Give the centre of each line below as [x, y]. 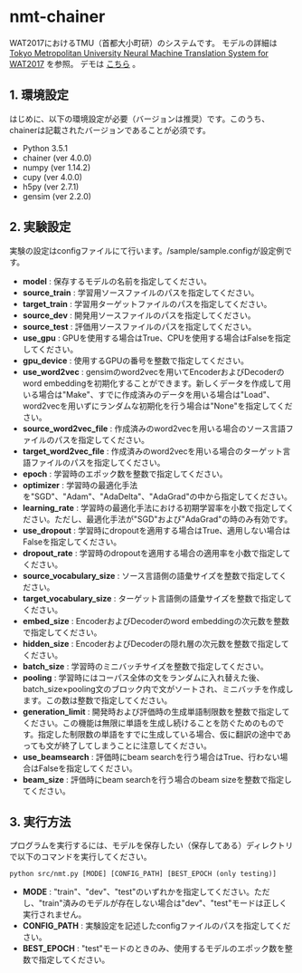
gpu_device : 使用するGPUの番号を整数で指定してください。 [135, 361]
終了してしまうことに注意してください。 [137, 746]
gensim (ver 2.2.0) [57, 196]
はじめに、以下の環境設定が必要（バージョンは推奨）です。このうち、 [139, 119]
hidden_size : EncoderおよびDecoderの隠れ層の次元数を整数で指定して [156, 643]
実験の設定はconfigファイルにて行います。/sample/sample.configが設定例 [147, 250]
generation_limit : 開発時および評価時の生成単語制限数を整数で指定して [156, 711]
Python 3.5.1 [45, 148]
